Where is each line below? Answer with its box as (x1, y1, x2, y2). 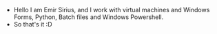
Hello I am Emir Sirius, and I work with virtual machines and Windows (13, 6, 210, 14)
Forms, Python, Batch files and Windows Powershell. (13, 13, 164, 21)
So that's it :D (13, 20, 52, 28)
